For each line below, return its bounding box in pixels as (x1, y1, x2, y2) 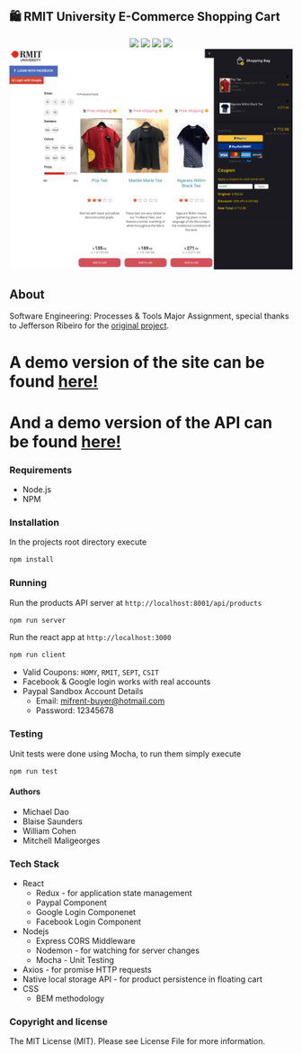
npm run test (9, 766, 58, 775)
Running (9, 577, 48, 590)
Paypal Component (35, 897, 108, 908)
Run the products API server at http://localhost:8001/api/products (9, 597, 262, 608)
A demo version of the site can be (9, 352, 265, 372)
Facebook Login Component (35, 916, 142, 927)
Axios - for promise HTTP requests (22, 964, 152, 975)
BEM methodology (35, 993, 105, 1004)
